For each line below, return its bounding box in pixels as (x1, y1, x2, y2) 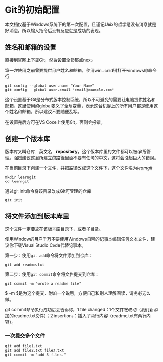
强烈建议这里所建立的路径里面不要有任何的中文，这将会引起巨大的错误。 (13, 154, 159, 161)
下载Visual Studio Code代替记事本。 (13, 242, 86, 248)
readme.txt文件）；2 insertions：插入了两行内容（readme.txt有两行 (13, 313, 147, 319)
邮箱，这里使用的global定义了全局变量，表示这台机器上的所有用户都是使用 (5, 103, 154, 109)
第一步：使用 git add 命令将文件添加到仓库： (5, 253, 93, 258)
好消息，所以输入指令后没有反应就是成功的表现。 (5, 27, 103, 33)
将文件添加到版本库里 (5, 212, 69, 220)
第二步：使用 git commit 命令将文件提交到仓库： (5, 271, 100, 277)
